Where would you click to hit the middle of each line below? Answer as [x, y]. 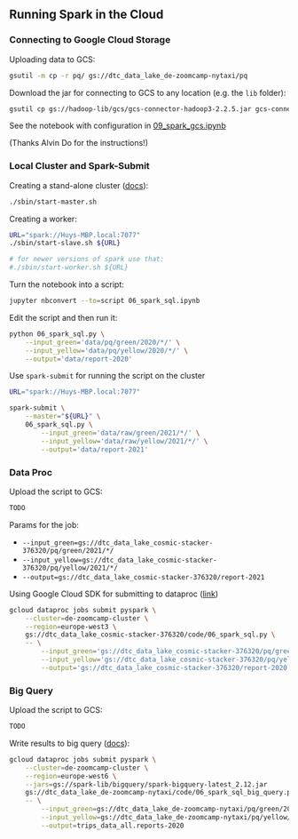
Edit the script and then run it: [63, 317]
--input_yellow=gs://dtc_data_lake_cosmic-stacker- [119, 560]
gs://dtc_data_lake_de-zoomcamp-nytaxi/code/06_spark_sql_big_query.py [160, 793]
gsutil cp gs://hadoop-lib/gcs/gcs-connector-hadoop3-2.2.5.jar [130, 109]
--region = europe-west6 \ [71, 776]
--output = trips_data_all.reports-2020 [113, 826]
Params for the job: [44, 524]
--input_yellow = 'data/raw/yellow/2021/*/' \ [125, 441]
